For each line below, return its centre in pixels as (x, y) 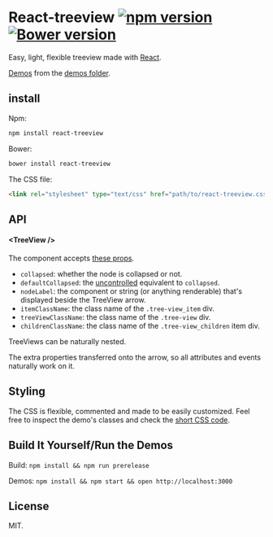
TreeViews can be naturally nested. (67, 341)
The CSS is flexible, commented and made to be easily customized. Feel (129, 411)
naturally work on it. (42, 365)
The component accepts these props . (71, 258)
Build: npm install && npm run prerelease (79, 465)
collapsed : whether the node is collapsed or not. (101, 273)
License (29, 506)
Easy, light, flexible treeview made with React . (85, 57)
